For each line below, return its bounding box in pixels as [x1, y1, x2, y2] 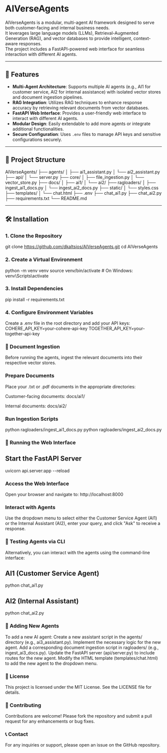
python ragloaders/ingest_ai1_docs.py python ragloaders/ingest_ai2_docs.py [5, 427, 162, 433]
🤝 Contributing [5, 702, 41, 709]
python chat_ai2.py [5, 610, 44, 616]
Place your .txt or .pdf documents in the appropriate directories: [5, 383, 136, 389]
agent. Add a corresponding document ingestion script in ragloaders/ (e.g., [5, 644, 159, 650]
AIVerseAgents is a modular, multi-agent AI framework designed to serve [5, 19, 155, 25]
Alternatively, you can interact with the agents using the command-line [5, 549, 150, 555]
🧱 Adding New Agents [5, 623, 59, 629]
